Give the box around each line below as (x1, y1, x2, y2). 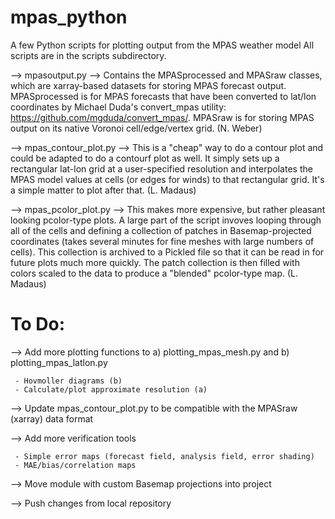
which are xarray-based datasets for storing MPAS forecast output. (10, 79, 287, 91)
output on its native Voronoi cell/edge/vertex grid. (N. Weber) (10, 122, 263, 134)
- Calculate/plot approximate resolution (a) (14, 384, 208, 395)
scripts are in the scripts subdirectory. (10, 49, 167, 61)
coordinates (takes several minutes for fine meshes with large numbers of (10, 235, 315, 247)
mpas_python (10, 6, 128, 29)
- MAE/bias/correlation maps (14, 460, 137, 470)
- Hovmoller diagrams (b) (14, 376, 123, 386)
